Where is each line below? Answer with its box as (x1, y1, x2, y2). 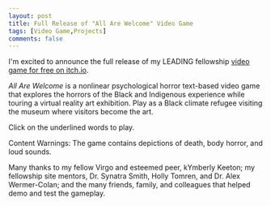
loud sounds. (8, 147, 52, 157)
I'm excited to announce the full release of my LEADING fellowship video (8, 57, 250, 67)
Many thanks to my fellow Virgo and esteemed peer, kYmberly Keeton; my (8, 163, 256, 173)
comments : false (8, 34, 63, 43)
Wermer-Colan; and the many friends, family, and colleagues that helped (8, 180, 251, 190)
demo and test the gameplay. (8, 188, 106, 199)
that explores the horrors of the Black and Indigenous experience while (8, 90, 245, 100)
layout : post (8, 11, 53, 20)
